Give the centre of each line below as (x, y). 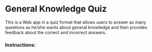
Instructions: (21, 45)
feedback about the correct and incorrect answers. (56, 32)
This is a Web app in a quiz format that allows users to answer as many (76, 22)
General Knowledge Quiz (56, 9)
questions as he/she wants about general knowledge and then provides (76, 27)
